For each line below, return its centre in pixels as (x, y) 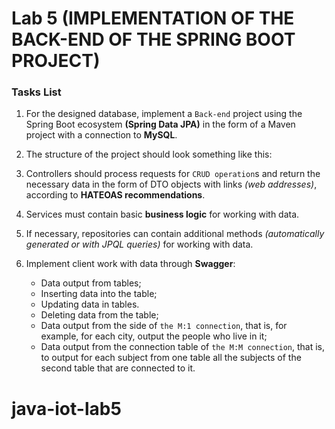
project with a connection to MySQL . (101, 135)
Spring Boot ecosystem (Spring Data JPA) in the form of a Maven (160, 124)
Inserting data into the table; (99, 294)
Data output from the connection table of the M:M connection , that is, (183, 347)
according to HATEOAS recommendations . (115, 195)
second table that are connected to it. (118, 368)
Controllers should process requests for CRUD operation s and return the (173, 174)
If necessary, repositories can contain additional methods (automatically (175, 234)
